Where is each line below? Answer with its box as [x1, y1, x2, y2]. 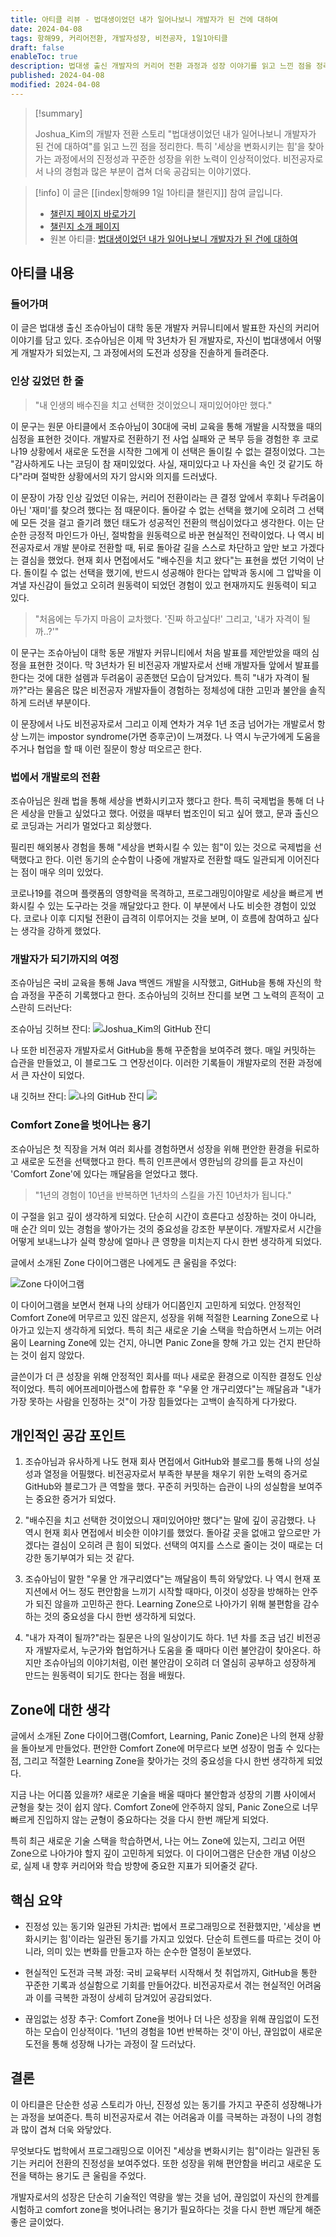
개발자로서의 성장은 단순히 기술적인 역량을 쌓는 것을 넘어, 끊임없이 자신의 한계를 [10, 2191, 320, 2203]
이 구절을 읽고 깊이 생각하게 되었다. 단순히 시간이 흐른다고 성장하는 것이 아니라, [10, 1210, 317, 1222]
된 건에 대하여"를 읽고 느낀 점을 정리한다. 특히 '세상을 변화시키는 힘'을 [34, 140, 306, 152]
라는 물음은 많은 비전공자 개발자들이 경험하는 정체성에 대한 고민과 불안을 [26, 684, 308, 696]
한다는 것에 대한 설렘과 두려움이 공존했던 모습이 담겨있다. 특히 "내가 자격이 [10, 671, 300, 683]
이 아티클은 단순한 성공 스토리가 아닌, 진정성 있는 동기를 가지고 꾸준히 [10, 2098, 280, 2110]
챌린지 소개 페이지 [49, 220, 120, 232]
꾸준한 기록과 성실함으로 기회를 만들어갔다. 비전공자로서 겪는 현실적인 [24, 1979, 295, 1991]
